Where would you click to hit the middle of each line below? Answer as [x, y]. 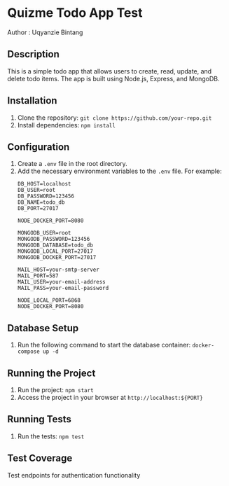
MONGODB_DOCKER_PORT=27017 [57, 258]
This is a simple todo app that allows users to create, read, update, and [110, 71]
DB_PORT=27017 [38, 209]
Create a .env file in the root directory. [72, 164]
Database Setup [43, 328]
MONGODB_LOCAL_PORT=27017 [55, 251]
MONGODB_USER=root [44, 233]
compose [28, 352]
